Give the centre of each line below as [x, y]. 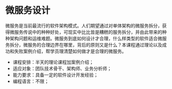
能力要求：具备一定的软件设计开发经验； [55, 75]
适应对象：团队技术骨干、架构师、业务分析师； [62, 68]
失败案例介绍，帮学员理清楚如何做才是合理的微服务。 [70, 51]
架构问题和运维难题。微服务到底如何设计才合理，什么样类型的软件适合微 [86, 38]
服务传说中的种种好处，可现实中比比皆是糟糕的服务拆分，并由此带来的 [88, 32]
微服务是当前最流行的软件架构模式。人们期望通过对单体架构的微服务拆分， [84, 26]
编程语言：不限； [31, 81]
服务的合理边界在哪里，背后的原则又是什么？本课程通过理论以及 [95, 44]
